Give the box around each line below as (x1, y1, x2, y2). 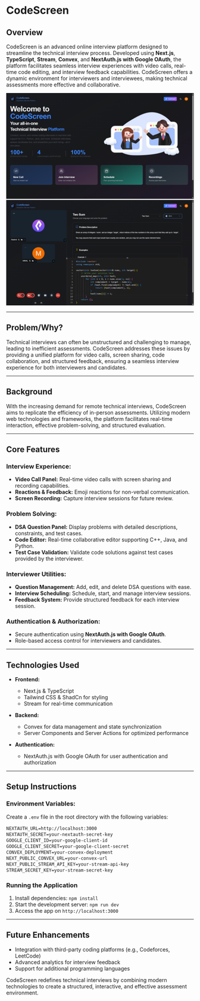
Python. (14, 542, 35, 549)
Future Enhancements (6, 930, 90, 940)
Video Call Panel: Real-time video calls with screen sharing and (14, 476, 171, 483)
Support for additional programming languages (14, 965, 130, 972)
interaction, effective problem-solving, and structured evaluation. (6, 422, 166, 429)
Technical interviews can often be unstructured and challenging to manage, (6, 338, 192, 346)
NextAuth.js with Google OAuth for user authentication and (23, 752, 168, 760)
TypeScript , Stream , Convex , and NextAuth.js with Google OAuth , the (6, 56, 182, 63)
